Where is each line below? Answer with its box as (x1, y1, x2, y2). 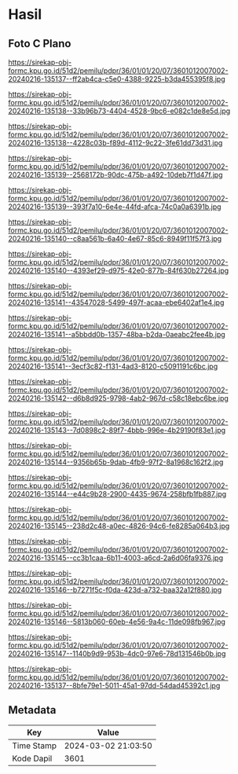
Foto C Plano (8, 37, 71, 50)
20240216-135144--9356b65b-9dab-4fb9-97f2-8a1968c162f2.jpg (8, 457, 224, 467)
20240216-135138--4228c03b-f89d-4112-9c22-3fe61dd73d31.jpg (8, 138, 223, 147)
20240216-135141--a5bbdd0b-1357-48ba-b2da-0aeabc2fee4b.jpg (8, 330, 225, 339)
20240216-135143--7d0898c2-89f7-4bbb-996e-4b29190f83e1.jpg (8, 426, 226, 435)
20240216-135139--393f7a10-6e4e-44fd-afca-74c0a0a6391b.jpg (8, 202, 222, 211)
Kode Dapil (12, 753, 53, 764)
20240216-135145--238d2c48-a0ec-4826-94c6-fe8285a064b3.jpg (8, 521, 230, 530)
